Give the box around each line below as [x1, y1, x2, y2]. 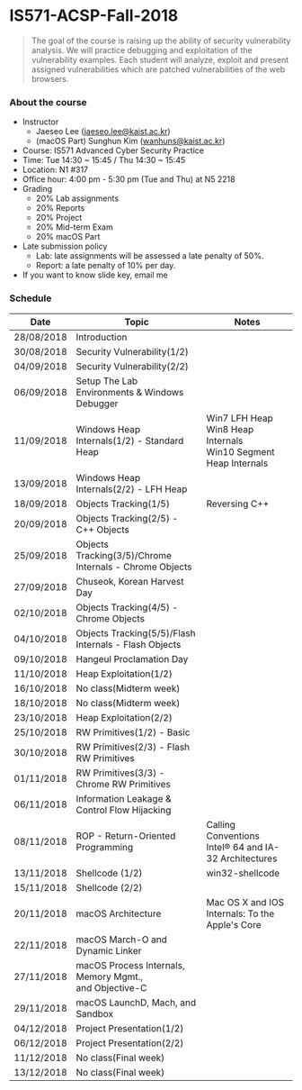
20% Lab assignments [35, 193, 120, 204]
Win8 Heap [206, 422, 254, 435]
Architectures [219, 852, 278, 865]
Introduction [75, 331, 128, 343]
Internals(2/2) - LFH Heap [75, 483, 188, 495]
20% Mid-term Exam [35, 222, 114, 232]
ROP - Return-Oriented [75, 830, 176, 842]
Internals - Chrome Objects [75, 560, 192, 573]
